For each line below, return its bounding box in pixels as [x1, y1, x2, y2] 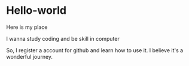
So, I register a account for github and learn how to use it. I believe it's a [6, 46, 184, 54]
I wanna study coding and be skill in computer [6, 35, 120, 42]
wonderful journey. [6, 53, 53, 60]
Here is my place [6, 23, 48, 31]
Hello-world [6, 4, 67, 17]
